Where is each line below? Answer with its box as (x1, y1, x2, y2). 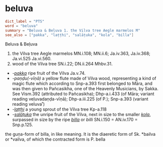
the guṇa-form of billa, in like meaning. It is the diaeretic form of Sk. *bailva (5, 131, 156, 137)
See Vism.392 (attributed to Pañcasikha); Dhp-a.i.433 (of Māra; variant (12, 91, 155, 97)
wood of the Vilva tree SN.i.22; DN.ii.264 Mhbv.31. (12, 61, 113, 67)
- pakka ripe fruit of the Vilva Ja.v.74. (12, 70, 86, 76)
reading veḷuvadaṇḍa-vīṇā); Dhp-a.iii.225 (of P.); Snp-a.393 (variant (12, 96, 148, 102)
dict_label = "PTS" (5, 19, 45, 24)
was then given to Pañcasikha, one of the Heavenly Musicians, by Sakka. (12, 86, 159, 92)
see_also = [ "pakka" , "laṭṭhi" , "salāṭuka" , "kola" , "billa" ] (5, 33, 134, 37)
